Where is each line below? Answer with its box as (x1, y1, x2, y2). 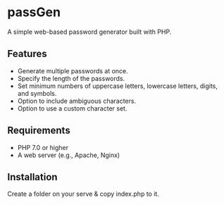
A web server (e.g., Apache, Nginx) (17, 151, 120, 159)
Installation (7, 170, 58, 183)
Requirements (7, 125, 70, 137)
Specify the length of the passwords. (17, 74, 125, 82)
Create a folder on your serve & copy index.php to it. (7, 190, 160, 198)
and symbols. (17, 89, 57, 97)
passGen (7, 4, 61, 20)
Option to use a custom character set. (17, 104, 127, 113)
